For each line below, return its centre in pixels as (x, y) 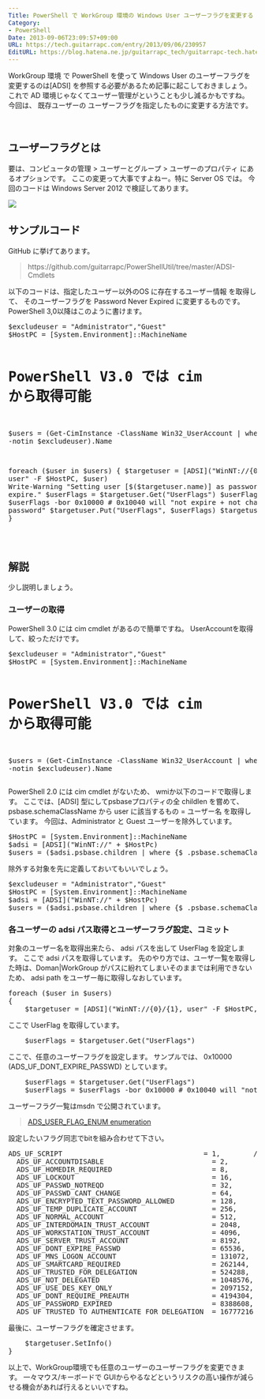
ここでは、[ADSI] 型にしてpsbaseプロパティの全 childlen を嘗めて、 (133, 801)
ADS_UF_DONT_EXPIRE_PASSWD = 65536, (131, 1248)
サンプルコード (44, 230)
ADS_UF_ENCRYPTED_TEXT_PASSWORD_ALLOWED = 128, (127, 1201)
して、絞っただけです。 (46, 638)
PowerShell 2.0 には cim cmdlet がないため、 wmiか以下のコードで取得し (127, 792)
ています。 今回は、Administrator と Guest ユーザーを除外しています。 (122, 821)
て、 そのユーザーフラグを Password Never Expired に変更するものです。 (126, 301)
